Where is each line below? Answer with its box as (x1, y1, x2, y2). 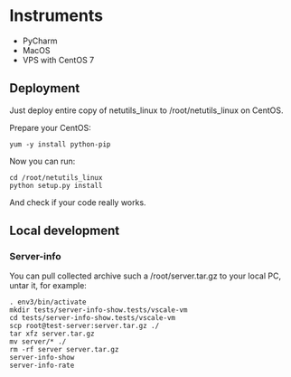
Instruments (9, 5, 104, 26)
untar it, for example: (9, 280, 88, 291)
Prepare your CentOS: (9, 122, 92, 133)
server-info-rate (9, 361, 75, 371)
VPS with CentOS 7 (22, 54, 95, 65)
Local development (9, 223, 120, 239)
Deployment (9, 80, 80, 96)
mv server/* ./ (9, 337, 67, 346)
